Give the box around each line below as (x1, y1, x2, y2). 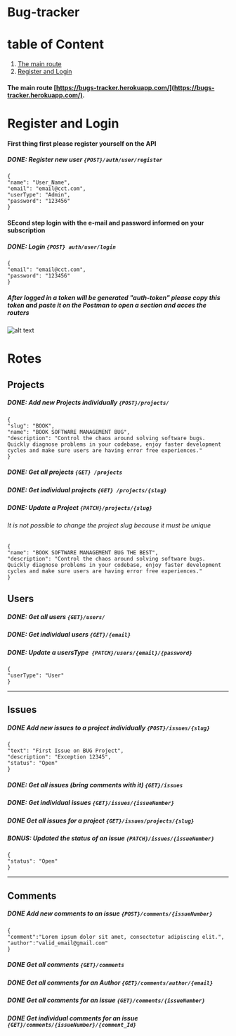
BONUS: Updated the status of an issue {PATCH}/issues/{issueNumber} (7, 834, 215, 842)
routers (7, 308, 29, 317)
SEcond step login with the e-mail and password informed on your (7, 219, 204, 227)
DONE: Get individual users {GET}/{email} (7, 630, 131, 639)
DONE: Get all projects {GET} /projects (7, 468, 123, 476)
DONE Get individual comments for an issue (7, 1013, 138, 1022)
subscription (7, 226, 46, 235)
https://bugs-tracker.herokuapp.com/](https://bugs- (55, 83, 215, 92)
